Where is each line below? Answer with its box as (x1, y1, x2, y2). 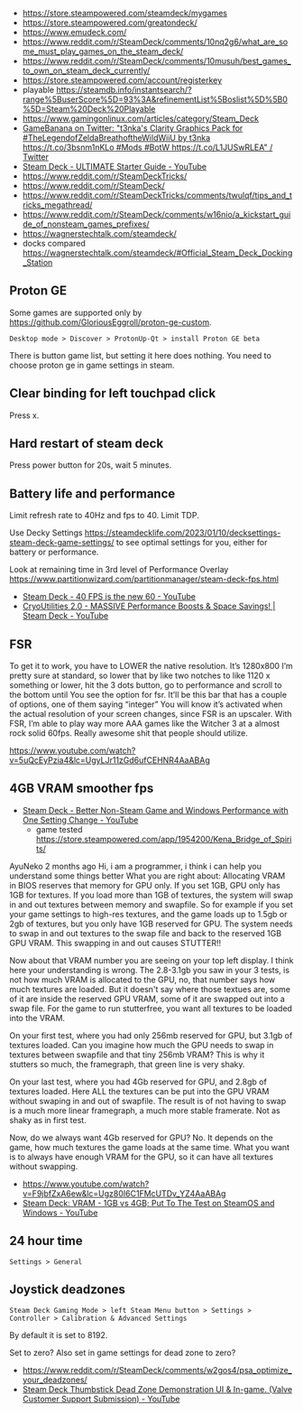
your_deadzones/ (22, 1374, 87, 1385)
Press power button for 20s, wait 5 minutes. (9, 460, 172, 470)
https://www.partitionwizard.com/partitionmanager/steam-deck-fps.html (9, 573, 280, 585)
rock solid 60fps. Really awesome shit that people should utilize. (9, 728, 248, 739)
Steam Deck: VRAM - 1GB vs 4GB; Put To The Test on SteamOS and (22, 1197, 275, 1208)
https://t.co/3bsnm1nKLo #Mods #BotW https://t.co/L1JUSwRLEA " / (22, 142, 273, 153)
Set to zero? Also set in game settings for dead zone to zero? (9, 1347, 236, 1358)
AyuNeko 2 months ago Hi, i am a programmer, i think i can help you (9, 860, 262, 871)
